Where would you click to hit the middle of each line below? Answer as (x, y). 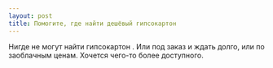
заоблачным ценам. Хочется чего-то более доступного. (106, 55)
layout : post (31, 16)
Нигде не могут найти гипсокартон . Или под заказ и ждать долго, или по (136, 46)
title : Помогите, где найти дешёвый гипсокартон (92, 23)
